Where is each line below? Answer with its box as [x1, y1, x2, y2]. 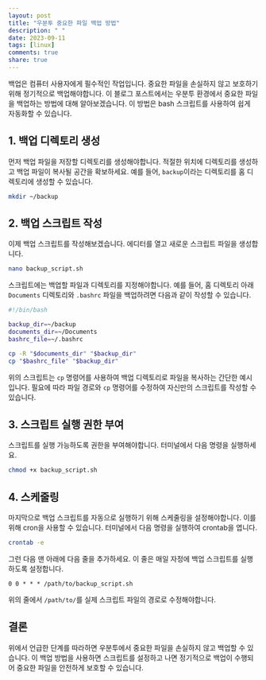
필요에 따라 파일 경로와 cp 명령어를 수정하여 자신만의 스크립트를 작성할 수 [31, 383, 256, 392]
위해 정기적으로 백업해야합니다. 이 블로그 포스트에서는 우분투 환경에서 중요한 [8, 88, 244, 98]
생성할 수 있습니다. [35, 177, 94, 186]
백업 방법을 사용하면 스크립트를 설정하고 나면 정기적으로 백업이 [39, 653, 233, 663]
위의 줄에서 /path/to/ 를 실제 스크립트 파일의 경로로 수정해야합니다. [8, 594, 217, 604]
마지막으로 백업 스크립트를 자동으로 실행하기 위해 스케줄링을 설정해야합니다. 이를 [8, 513, 256, 522]
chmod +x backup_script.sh [8, 466, 98, 474]
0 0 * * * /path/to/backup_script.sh [8, 580, 133, 588]
